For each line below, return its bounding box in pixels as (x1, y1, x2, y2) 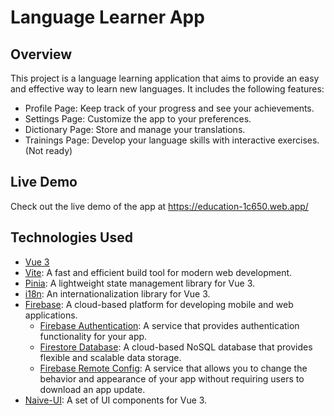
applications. (24, 309, 78, 321)
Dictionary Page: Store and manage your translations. (24, 124, 246, 135)
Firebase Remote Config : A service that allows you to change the (39, 362, 308, 374)
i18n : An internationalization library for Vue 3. (24, 287, 211, 300)
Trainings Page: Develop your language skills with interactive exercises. (24, 134, 320, 146)
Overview (10, 46, 73, 63)
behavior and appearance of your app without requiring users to (39, 372, 305, 385)
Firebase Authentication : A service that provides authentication (39, 319, 300, 331)
